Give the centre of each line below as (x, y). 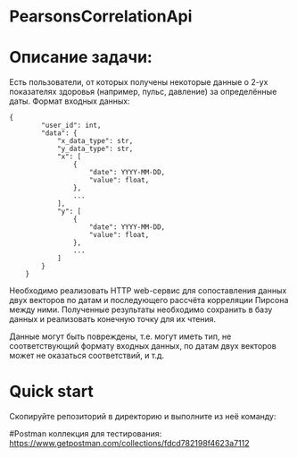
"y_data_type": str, (95, 149)
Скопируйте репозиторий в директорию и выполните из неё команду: (143, 417)
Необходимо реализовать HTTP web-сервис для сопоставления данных (148, 291)
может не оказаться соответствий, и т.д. (87, 356)
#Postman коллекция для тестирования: (86, 434)
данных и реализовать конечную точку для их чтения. (113, 319)
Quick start (51, 392)
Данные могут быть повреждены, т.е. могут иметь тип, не (120, 336)
